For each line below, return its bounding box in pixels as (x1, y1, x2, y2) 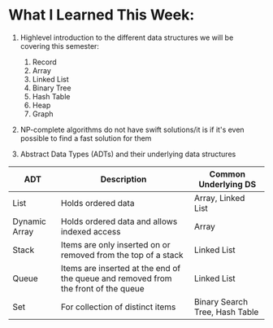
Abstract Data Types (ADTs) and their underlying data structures (19, 149, 236, 159)
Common (209, 168, 246, 180)
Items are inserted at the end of (60, 262, 181, 273)
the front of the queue (60, 282, 145, 294)
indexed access (60, 225, 121, 237)
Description (100, 173, 147, 185)
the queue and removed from (60, 273, 172, 284)
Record (32, 57, 57, 67)
